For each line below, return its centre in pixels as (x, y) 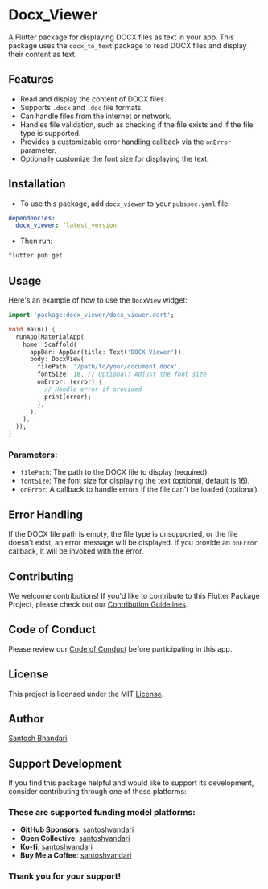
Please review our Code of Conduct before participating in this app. (120, 648)
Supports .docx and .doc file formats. (81, 107)
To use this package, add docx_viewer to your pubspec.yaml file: (125, 204)
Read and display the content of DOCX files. (93, 99)
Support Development (65, 763)
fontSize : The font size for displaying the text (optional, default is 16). (135, 481)
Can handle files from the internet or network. (96, 116)
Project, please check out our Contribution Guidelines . (98, 604)
